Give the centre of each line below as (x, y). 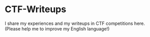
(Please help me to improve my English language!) (57, 28)
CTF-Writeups (36, 9)
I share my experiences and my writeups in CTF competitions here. (75, 23)
